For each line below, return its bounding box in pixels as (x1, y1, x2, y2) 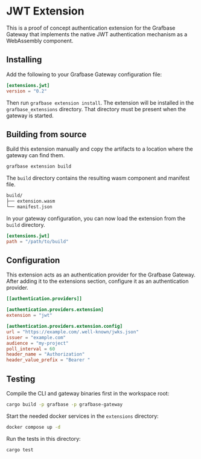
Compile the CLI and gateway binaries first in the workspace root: (6, 389, 170, 397)
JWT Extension (6, 4, 85, 18)
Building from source (6, 129, 87, 140)
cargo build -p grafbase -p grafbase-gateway (6, 401, 123, 408)
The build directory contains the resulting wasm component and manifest (6, 174, 190, 182)
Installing (6, 54, 42, 65)
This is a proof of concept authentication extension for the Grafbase (6, 24, 176, 31)
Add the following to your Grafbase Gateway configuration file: (6, 71, 162, 78)
